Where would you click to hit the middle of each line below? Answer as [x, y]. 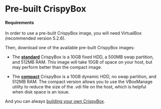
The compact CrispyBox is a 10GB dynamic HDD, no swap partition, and [84, 77]
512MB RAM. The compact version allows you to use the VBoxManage [82, 82]
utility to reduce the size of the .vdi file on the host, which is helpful [79, 87]
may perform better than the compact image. [57, 67]
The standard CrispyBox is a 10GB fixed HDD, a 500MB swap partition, [83, 57]
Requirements [20, 22]
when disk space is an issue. [41, 92]
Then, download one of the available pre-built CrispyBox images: [70, 48]
